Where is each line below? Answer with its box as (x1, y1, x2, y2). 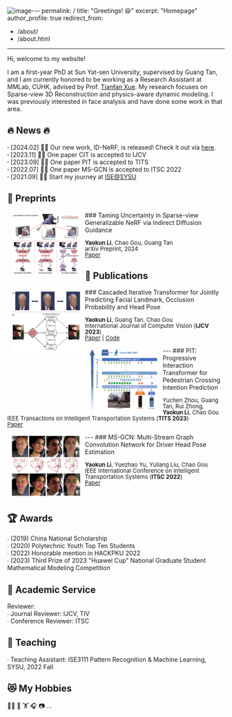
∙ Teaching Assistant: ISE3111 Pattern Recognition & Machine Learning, (7, 655, 207, 664)
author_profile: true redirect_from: (7, 14, 104, 22)
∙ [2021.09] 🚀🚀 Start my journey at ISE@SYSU (7, 172, 137, 181)
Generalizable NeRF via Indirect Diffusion (85, 218, 202, 226)
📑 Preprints (7, 192, 57, 204)
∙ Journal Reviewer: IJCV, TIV (7, 610, 90, 618)
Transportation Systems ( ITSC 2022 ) (85, 473, 183, 481)
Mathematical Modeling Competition (7, 564, 110, 572)
